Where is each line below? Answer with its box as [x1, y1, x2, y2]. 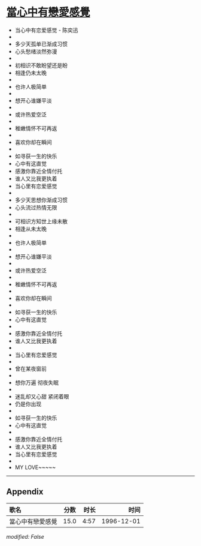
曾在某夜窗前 [14, 365, 47, 372]
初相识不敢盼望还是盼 [14, 61, 68, 69]
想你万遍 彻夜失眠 [14, 379, 59, 386]
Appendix [6, 487, 44, 497]
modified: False [6, 533, 45, 540]
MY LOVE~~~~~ [14, 463, 56, 471]
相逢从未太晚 [14, 225, 47, 232]
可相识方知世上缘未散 [14, 217, 68, 225]
